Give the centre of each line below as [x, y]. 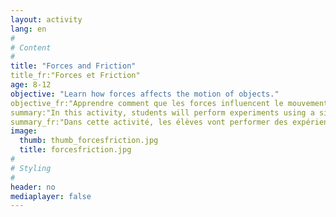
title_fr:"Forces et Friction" [75, 76]
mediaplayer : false [51, 196]
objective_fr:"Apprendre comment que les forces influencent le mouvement [169, 103]
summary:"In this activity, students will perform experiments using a [162, 112]
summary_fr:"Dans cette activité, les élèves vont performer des [149, 122]
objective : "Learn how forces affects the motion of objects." [145, 94]
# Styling [31, 168]
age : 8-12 [31, 85]
